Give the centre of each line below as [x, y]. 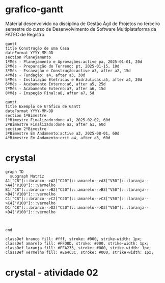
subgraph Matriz [27, 176]
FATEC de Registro [25, 34]
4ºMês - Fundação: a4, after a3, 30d [45, 75]
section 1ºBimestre [26, 115]
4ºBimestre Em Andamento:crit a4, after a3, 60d [58, 138]
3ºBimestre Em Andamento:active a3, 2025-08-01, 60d [62, 133]
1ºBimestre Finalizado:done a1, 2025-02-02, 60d [58, 120]
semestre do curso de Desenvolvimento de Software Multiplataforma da [81, 29]
